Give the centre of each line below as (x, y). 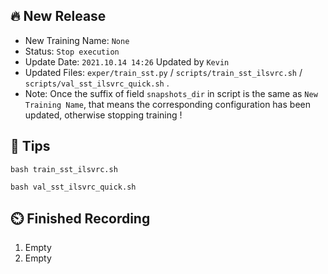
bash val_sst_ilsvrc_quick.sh (73, 187)
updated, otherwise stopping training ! (103, 115)
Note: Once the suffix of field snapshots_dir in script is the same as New (171, 93)
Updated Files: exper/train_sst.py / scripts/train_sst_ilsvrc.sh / (163, 72)
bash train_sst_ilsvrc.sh (64, 169)
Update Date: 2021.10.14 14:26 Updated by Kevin (127, 61)
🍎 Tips (30, 146)
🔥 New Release (58, 16)
